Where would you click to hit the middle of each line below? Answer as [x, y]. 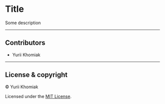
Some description [23, 23]
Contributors [25, 43]
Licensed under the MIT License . [38, 96]
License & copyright [36, 75]
